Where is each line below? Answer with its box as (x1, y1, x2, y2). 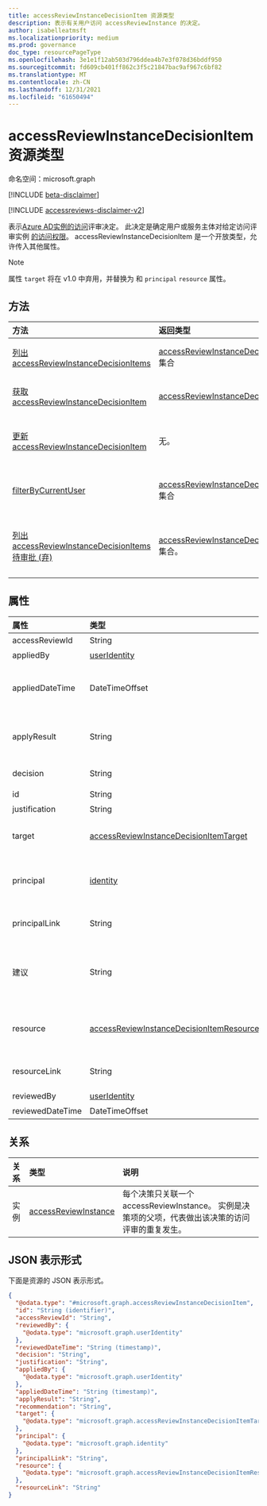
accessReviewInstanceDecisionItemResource (89, 1022, 260, 1033)
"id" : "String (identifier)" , (15, 1307, 115, 1315)
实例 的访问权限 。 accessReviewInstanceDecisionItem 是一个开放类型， (14, 232, 250, 241)
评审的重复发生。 (122, 1224, 187, 1235)
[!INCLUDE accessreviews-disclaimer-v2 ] (8, 206, 145, 215)
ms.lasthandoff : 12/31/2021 (8, 85, 102, 94)
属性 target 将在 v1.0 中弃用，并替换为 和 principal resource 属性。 (8, 274, 230, 284)
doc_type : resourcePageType (8, 48, 102, 56)
